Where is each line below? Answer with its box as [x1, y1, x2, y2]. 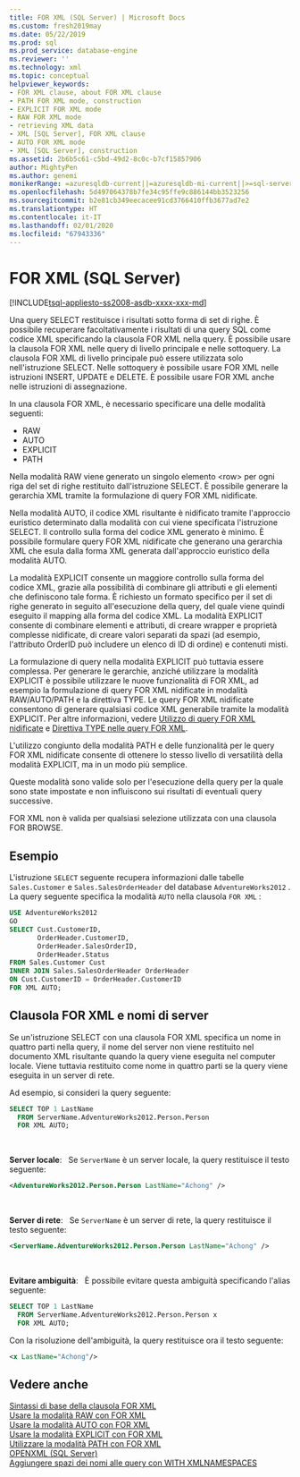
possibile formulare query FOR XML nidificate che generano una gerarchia [9, 536, 283, 547]
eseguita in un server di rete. [9, 1070, 115, 1081]
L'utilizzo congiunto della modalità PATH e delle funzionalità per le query [9, 740, 275, 751]
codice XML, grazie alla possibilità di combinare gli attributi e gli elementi [9, 582, 278, 593]
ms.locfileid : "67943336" [9, 229, 105, 238]
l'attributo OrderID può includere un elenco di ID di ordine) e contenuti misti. [9, 639, 288, 649]
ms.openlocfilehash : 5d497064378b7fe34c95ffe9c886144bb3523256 [9, 188, 250, 197]
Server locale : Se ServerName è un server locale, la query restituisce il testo [9, 1155, 290, 1166]
